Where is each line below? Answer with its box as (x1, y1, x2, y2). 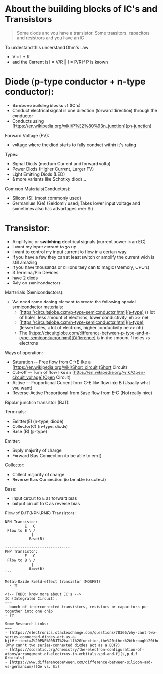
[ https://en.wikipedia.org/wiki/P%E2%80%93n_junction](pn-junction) (12, 123, 152, 129)
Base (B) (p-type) (12, 428, 48, 434)
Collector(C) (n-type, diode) (12, 423, 68, 429)
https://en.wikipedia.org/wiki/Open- (74, 369, 146, 375)
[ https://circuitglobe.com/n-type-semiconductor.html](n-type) (19, 319, 144, 325)
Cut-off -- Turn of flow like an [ (12, 369, 74, 375)
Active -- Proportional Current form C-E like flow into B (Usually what (12, 379, 150, 385)
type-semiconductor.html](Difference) (19, 335, 96, 341)
